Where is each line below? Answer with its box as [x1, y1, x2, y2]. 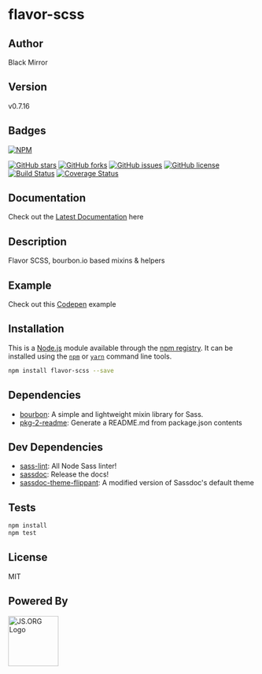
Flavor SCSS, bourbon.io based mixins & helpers [8, 256, 165, 265]
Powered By [8, 595, 68, 608]
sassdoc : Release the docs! [19, 470, 109, 479]
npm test [8, 529, 37, 537]
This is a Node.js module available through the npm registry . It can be [8, 343, 234, 352]
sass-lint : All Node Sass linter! [19, 462, 117, 471]
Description [8, 234, 67, 249]
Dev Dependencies [8, 440, 104, 454]
